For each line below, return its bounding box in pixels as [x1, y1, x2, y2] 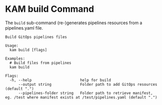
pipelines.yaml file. [5, 25, 43, 31]
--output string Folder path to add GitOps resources [18, 82, 158, 87]
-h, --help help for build [9, 77, 111, 82]
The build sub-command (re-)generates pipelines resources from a [5, 20, 143, 26]
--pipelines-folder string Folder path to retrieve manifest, [18, 90, 153, 96]
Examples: [5, 56, 26, 61]
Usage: [5, 43, 19, 48]
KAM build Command [5, 3, 95, 15]
